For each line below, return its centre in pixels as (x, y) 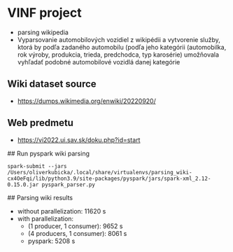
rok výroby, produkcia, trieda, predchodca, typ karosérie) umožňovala (118, 55)
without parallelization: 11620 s (62, 211)
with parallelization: (45, 218)
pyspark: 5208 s (51, 241)
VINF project (44, 13)
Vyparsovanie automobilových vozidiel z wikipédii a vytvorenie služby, (119, 39)
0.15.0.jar (23, 184)
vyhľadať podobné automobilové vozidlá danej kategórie (99, 62)
